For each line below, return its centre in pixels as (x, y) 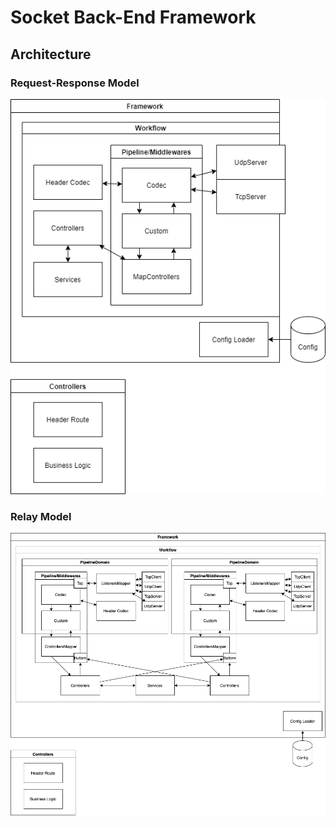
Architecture (51, 54)
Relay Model (41, 516)
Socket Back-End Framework (133, 17)
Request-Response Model (75, 83)
